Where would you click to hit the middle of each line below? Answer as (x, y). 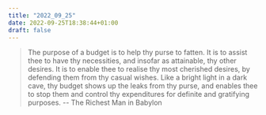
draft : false (30, 30)
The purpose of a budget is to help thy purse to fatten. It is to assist (137, 53)
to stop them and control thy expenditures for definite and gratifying (138, 95)
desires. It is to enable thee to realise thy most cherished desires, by (139, 69)
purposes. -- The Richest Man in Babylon (95, 102)
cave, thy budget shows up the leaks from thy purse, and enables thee (142, 86)
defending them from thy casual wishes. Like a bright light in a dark (137, 78)
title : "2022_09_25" (42, 15)
